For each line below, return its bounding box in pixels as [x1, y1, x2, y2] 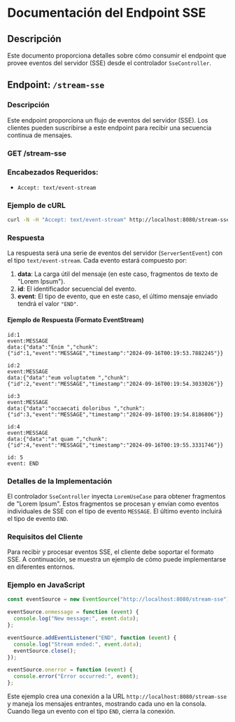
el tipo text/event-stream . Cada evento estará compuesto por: [7, 256, 187, 265]
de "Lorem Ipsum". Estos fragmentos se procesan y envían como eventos [7, 499, 219, 508]
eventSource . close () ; [13, 647, 77, 654]
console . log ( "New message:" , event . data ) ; [13, 615, 139, 623]
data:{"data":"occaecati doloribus [7, 405, 111, 412]
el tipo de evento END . [7, 514, 69, 522]
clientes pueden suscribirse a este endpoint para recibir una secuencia [7, 123, 212, 132]
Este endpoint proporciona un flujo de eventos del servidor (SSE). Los [7, 116, 208, 124]
